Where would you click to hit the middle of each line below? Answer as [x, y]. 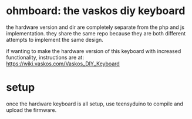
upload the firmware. [31, 110]
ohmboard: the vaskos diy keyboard [96, 11]
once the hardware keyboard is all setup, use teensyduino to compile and [95, 104]
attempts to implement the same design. [55, 39]
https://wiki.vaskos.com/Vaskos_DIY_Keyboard [63, 64]
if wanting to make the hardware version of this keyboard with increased [94, 51]
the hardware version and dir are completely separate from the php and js [95, 27]
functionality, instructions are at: [45, 57]
